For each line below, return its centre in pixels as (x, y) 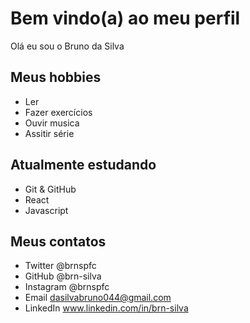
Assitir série (49, 133)
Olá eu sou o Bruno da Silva (67, 46)
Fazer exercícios (58, 112)
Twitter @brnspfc (60, 266)
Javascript (46, 210)
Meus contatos (58, 241)
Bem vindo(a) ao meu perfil (125, 18)
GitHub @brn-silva (63, 276)
